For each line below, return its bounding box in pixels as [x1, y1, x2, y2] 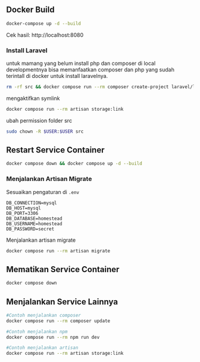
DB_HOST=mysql [6, 205, 42, 211]
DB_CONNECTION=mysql [6, 199, 58, 206]
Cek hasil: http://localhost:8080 [6, 31, 84, 38]
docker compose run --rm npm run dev [6, 334, 100, 340]
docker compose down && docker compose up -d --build [6, 161, 143, 167]
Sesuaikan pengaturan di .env [6, 188, 80, 195]
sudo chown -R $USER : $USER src [6, 128, 84, 135]
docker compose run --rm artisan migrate [6, 248, 111, 254]
